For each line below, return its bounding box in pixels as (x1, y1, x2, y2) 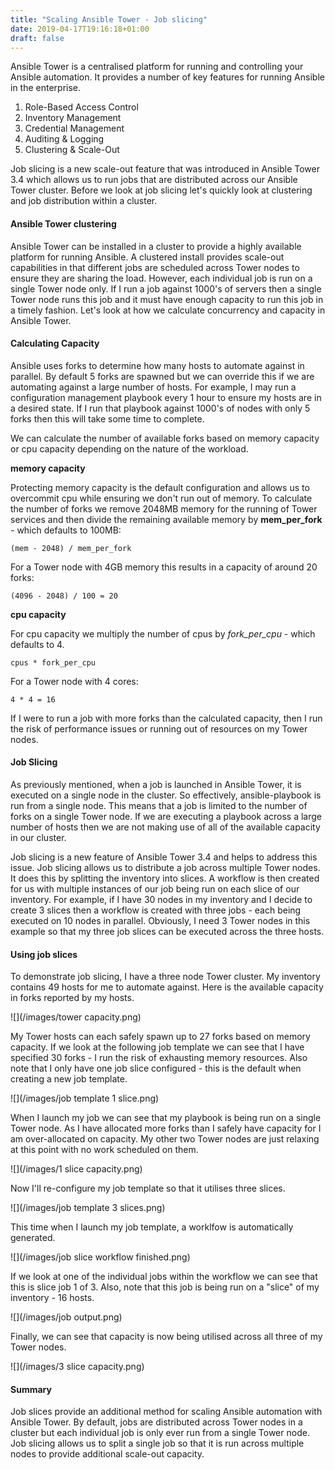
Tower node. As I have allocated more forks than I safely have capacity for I (10, 1122, 322, 1135)
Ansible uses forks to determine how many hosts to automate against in (10, 359, 305, 371)
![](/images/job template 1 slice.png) (10, 1092, 160, 1105)
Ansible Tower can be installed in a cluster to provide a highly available (10, 240, 302, 252)
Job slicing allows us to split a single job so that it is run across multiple (10, 1437, 305, 1450)
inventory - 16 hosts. (10, 1292, 95, 1304)
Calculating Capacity (10, 337, 100, 350)
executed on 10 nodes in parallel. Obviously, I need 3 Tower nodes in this (10, 914, 311, 926)
